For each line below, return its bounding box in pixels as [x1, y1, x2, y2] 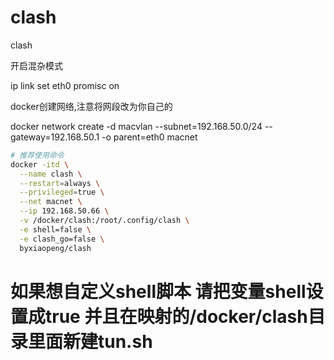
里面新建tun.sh [28, 330, 153, 353]
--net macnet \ [19, 197, 83, 207]
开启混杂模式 [10, 59, 63, 71]
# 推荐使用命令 [10, 150, 65, 160]
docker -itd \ [10, 159, 70, 170]
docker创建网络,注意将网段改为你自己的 [10, 100, 173, 112]
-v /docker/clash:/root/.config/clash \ [19, 216, 190, 226]
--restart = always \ [19, 178, 101, 188]
